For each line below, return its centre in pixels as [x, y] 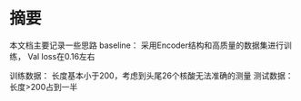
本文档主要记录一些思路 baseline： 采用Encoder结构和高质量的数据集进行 [147, 45]
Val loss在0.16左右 [61, 56]
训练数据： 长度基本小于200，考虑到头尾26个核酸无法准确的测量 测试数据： [151, 75]
